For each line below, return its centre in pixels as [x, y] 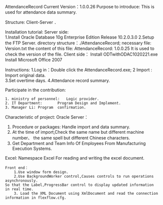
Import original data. [25, 75]
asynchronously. [21, 181]
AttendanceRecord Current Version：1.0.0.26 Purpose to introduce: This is [80, 7]
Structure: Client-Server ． [32, 22]
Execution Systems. [32, 148]
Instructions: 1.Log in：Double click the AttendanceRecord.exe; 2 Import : [79, 70]
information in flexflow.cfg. [36, 198]
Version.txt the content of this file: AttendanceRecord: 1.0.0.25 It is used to [80, 48]
